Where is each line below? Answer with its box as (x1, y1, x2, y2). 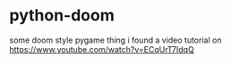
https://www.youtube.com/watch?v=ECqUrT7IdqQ (9, 43, 194, 54)
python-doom (9, 5, 115, 26)
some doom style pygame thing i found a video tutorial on (9, 35, 222, 45)
